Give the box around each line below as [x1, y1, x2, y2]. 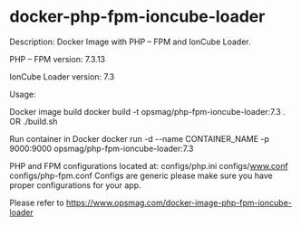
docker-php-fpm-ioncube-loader [9, 6, 266, 27]
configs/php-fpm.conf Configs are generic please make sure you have [9, 170, 274, 181]
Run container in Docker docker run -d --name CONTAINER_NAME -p [9, 133, 270, 144]
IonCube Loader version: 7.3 [9, 71, 115, 82]
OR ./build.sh [9, 116, 58, 127]
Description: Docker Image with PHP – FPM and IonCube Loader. [9, 36, 251, 47]
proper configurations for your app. [9, 179, 142, 191]
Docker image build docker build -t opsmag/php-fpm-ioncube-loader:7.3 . [9, 106, 286, 117]
